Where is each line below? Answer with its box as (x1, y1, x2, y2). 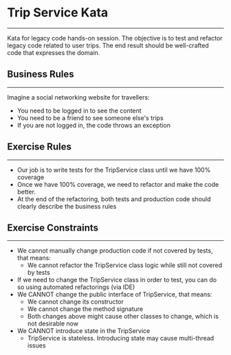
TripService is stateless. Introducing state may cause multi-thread (27, 334, 214, 343)
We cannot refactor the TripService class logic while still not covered (27, 261, 223, 269)
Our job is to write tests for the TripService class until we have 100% (16, 165, 211, 174)
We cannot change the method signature (27, 305, 144, 313)
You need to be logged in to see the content (16, 106, 142, 115)
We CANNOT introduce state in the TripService (16, 327, 151, 335)
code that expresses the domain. (7, 48, 100, 56)
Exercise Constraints (7, 222, 98, 233)
